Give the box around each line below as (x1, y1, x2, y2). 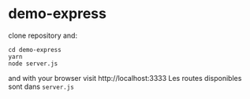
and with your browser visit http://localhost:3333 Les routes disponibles (8, 73, 242, 82)
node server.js (8, 60, 58, 68)
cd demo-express (8, 46, 62, 53)
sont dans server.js (8, 82, 75, 91)
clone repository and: (8, 31, 77, 40)
